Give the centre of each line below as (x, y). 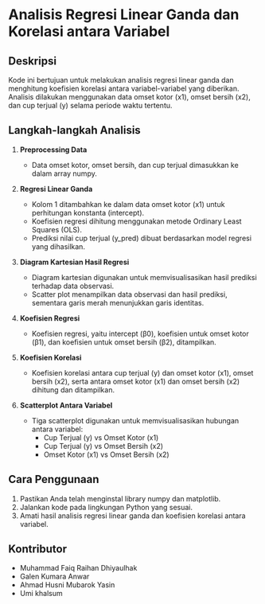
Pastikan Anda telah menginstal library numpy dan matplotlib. (120, 498)
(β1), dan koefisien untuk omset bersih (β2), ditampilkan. (124, 342)
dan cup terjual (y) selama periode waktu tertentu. (90, 105)
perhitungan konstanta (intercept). (88, 212)
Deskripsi (33, 61)
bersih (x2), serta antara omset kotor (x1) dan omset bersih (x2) (136, 381)
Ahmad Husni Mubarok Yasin (67, 585)
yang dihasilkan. (58, 246)
